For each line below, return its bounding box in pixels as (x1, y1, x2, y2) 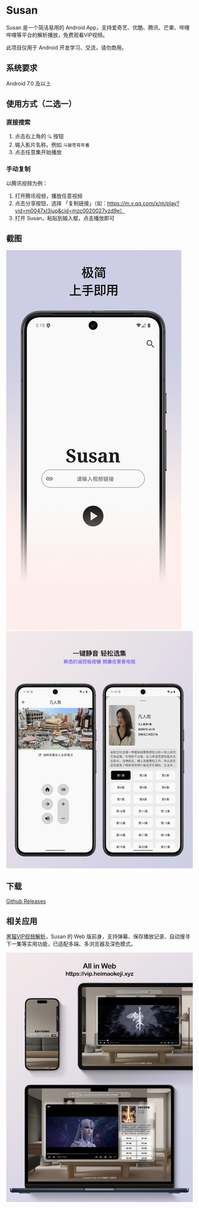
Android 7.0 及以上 (6, 80, 52, 87)
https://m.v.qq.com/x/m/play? (107, 199, 179, 206)
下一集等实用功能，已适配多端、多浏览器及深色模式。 (6, 940, 136, 948)
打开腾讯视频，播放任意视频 (14, 192, 83, 199)
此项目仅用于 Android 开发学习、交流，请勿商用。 (6, 44, 127, 51)
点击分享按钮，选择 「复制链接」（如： (14, 199, 108, 206)
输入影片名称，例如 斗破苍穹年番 (14, 141, 90, 148)
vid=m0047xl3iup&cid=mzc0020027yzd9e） (14, 207, 126, 214)
